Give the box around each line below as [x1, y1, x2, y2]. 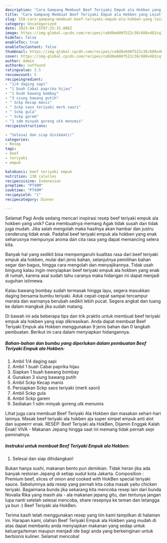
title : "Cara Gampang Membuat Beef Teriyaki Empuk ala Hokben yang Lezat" [5, 12, 164, 17]
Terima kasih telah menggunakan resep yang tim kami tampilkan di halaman [5, 512, 161, 518]
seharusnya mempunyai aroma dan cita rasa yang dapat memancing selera [5, 236, 159, 242]
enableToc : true [5, 40, 39, 45]
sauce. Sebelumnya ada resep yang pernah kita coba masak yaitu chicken [5, 481, 158, 487]
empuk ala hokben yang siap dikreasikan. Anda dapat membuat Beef [5, 318, 146, 324]
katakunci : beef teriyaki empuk [5, 169, 72, 174]
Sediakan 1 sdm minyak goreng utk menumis [12, 400, 104, 407]
